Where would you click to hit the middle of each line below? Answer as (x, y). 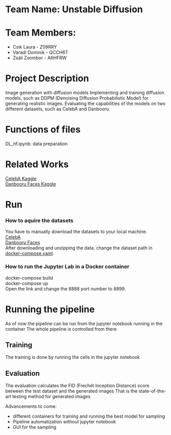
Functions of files (43, 130)
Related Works (37, 164)
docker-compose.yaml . (30, 254)
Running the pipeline (50, 309)
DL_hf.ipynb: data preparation (36, 144)
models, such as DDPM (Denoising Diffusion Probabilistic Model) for (77, 98)
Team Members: (41, 33)
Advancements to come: (31, 406)
